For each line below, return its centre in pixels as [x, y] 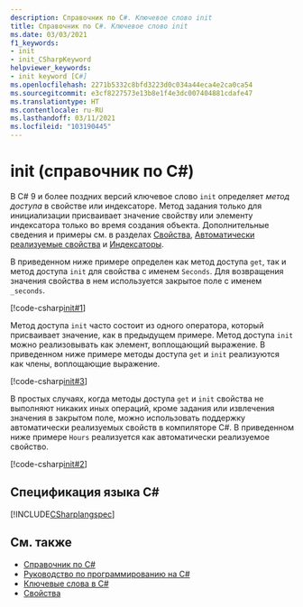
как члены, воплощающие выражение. [85, 363]
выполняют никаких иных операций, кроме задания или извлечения [142, 408]
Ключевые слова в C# [66, 584]
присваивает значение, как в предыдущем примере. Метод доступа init [152, 335]
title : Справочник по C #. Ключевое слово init [99, 26]
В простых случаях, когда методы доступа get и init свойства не [137, 399]
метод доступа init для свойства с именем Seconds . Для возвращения [147, 271]
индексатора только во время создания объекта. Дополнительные [140, 225]
